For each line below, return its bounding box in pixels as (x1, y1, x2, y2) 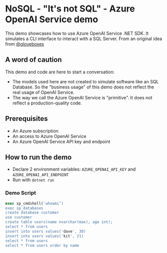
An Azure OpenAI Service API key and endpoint (12, 139, 110, 145)
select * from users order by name (5, 243, 79, 248)
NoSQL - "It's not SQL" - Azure (5, 3, 135, 15)
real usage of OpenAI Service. (12, 89, 75, 95)
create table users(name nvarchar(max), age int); (5, 219, 113, 225)
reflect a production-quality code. (12, 100, 82, 106)
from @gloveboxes (5, 41, 44, 47)
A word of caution (5, 56, 62, 64)
